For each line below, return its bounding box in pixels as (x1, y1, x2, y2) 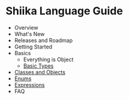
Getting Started (14, 43, 52, 50)
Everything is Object (23, 56, 74, 63)
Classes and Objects (14, 68, 65, 75)
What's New (14, 30, 45, 37)
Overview (14, 24, 38, 31)
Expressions (14, 81, 45, 88)
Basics (14, 49, 31, 56)
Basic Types (23, 62, 54, 69)
